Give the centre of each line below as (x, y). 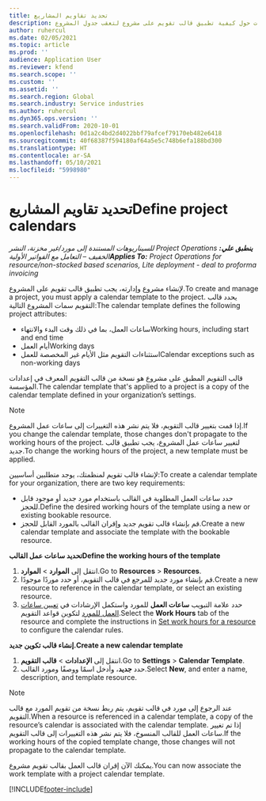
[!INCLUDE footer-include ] (51, 789)
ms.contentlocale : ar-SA (50, 155)
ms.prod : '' (28, 52)
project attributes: (38, 313)
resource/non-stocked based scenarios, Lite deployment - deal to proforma (133, 264)
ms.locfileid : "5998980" (50, 170)
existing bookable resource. (66, 514)
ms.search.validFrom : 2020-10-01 (64, 126)
